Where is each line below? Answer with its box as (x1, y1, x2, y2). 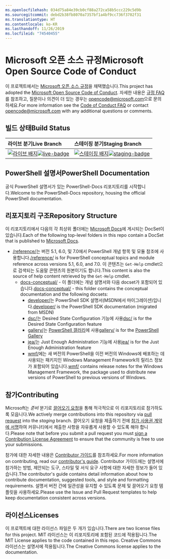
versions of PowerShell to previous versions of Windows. (27, 375, 147, 381)
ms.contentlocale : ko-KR (5, 21, 58, 27)
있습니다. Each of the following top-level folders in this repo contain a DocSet (5, 232, 164, 238)
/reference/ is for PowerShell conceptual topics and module (30, 255, 155, 261)
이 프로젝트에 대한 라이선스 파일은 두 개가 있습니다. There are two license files (5, 525, 160, 531)
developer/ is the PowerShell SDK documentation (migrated (33, 303, 157, 310)
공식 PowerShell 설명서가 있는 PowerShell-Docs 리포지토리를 (5, 183, 129, 190)
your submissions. (5, 442, 44, 448)
